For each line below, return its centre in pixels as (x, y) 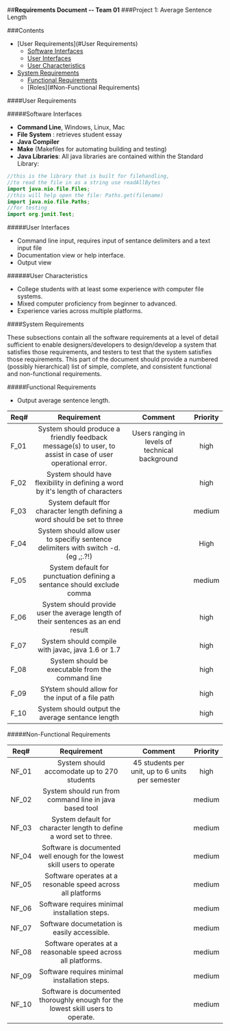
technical (158, 450)
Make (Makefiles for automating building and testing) (92, 149)
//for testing (27, 208)
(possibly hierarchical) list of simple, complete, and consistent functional (110, 367)
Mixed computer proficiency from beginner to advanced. (97, 303)
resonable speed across (81, 884)
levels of (158, 442)
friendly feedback (79, 438)
